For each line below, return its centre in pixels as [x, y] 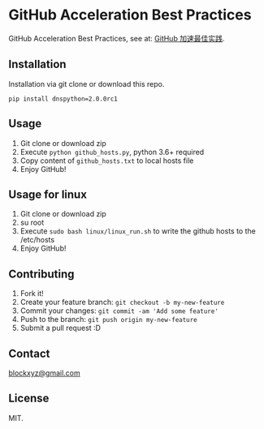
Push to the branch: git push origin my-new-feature [108, 320]
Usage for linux [48, 194]
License [29, 399]
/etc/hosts [37, 240]
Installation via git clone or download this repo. [87, 84]
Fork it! [32, 294]
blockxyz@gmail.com [44, 373]
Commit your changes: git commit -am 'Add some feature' [119, 311]
